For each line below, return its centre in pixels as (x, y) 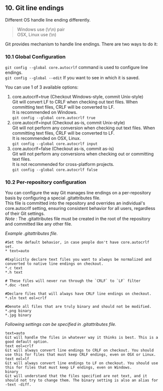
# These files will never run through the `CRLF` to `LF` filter (73, 281)
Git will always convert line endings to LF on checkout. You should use (82, 363)
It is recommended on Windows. (45, 113)
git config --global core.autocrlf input (55, 144)
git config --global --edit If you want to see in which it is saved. (72, 78)
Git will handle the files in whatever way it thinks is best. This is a (82, 338)
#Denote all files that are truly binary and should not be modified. (78, 307)
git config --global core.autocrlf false (55, 170)
